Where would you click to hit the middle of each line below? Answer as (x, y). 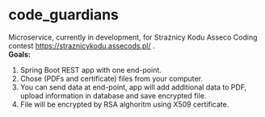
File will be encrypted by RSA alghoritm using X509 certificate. (124, 104)
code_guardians (64, 15)
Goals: (19, 54)
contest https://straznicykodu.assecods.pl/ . (82, 45)
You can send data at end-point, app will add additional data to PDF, (133, 87)
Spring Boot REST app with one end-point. (90, 69)
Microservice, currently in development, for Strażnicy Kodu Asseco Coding (133, 37)
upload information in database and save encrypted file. (113, 95)
